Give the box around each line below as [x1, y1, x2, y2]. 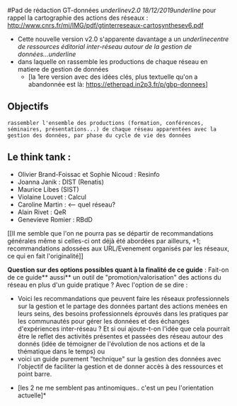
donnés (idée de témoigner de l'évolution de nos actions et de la [17, 339, 205, 348]
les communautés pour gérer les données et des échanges [17, 317, 190, 325]
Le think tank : [7, 151, 71, 163]
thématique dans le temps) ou [17, 347, 105, 356]
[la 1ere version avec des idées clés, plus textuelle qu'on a [28, 72, 198, 81]
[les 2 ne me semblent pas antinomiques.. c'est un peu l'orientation [17, 383, 214, 392]
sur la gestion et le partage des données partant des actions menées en [17, 302, 228, 310]
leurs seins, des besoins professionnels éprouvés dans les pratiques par [17, 309, 229, 318]
